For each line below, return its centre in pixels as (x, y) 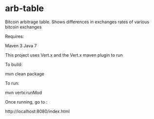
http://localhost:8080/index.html (37, 111)
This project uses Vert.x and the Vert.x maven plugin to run (64, 55)
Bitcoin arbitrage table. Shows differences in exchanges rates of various (77, 22)
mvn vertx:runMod (24, 92)
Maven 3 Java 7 (21, 45)
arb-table (25, 8)
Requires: (15, 36)
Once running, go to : (26, 102)
